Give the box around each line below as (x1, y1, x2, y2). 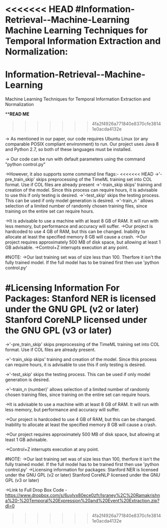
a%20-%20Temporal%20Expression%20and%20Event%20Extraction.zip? (5, 497, 160, 503)
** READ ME (5, 111, 30, 117)
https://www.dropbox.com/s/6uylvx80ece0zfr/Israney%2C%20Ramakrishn (5, 492, 161, 498)
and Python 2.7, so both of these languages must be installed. (5, 146, 132, 152)
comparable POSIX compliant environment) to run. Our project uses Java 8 (5, 141, 159, 147)
